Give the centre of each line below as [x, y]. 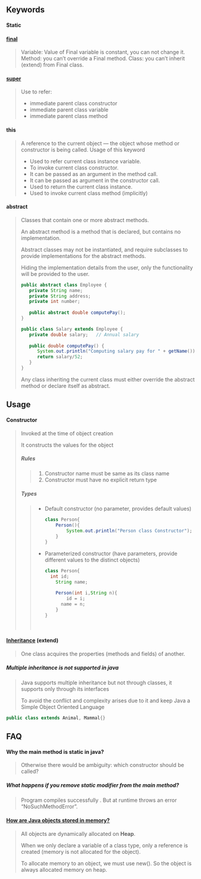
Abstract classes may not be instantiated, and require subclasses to [104, 249]
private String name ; [56, 290]
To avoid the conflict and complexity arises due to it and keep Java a [105, 701]
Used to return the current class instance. [81, 187]
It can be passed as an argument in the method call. [94, 174]
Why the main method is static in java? [55, 751]
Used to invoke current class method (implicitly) [89, 193]
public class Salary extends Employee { [72, 329]
